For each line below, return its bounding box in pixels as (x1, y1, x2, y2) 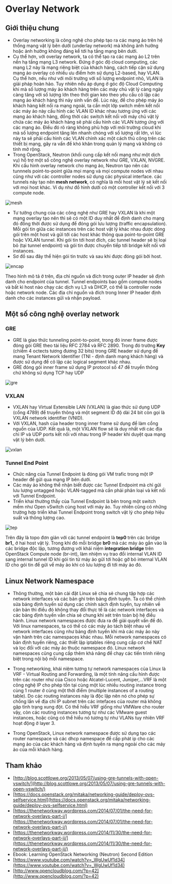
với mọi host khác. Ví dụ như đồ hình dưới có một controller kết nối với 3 (12, 184, 165, 190)
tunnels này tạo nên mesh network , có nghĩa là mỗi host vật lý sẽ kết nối (12, 179, 167, 185)
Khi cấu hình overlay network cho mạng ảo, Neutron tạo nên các (12, 163, 149, 168)
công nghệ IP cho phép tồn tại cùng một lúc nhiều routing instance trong (12, 682, 167, 688)
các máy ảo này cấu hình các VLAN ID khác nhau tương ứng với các (12, 108, 157, 114)
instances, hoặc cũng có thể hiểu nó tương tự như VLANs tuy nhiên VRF (12, 715, 165, 721)
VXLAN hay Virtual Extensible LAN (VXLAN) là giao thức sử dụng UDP (12, 404, 161, 410)
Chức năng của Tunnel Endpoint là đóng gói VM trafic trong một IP (12, 471, 154, 477)
